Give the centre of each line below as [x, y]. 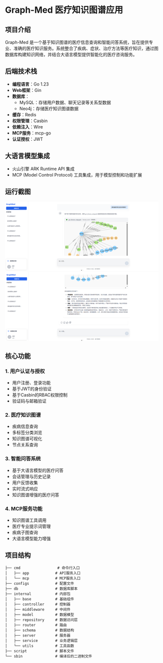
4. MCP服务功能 [24, 508]
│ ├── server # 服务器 [38, 635]
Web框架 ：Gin [27, 90]
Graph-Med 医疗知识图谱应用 [64, 10]
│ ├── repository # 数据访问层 [41, 620]
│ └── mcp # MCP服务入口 [43, 578]
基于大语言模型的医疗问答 [38, 470]
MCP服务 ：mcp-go [31, 133]
